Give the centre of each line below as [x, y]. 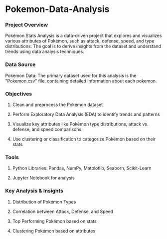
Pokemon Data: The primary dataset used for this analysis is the [71, 75]
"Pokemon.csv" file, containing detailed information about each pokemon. [81, 80]
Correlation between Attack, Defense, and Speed [63, 211]
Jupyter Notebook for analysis [43, 178]
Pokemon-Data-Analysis [57, 9]
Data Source [20, 64]
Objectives [19, 93]
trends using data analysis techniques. [45, 51]
